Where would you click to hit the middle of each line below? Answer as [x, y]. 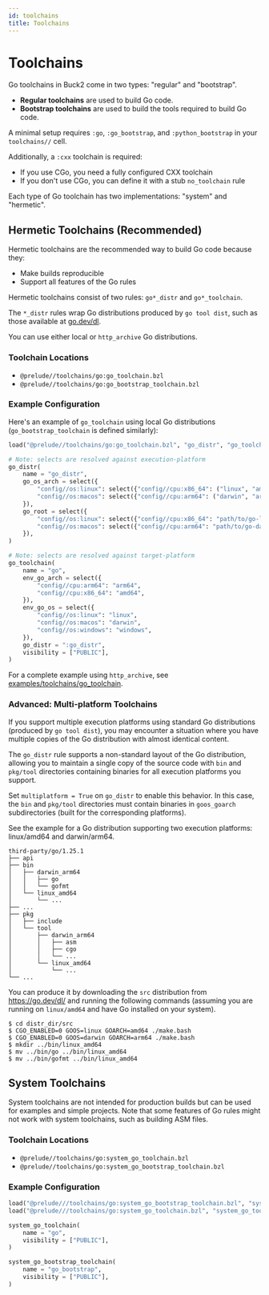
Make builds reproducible [62, 274]
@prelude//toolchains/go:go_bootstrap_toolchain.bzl [110, 384]
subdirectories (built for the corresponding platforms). [97, 812]
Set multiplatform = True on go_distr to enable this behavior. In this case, [131, 795]
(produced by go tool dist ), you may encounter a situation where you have [133, 730]
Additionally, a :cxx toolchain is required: [75, 157]
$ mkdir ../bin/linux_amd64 [55, 1044]
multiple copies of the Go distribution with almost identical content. [119, 739]
